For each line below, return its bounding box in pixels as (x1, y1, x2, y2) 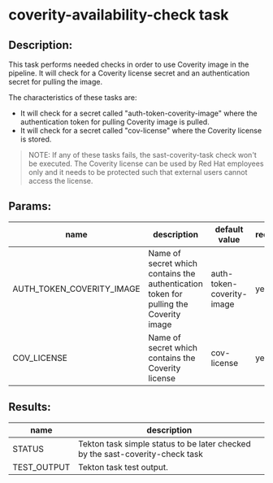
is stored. (19, 134, 52, 144)
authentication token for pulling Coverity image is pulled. (19, 117, 210, 127)
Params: (8, 199, 51, 213)
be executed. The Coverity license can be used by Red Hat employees (28, 159, 264, 168)
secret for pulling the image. (8, 77, 103, 86)
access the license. (28, 176, 93, 185)
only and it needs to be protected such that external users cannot (28, 168, 248, 176)
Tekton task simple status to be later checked (78, 437, 251, 449)
